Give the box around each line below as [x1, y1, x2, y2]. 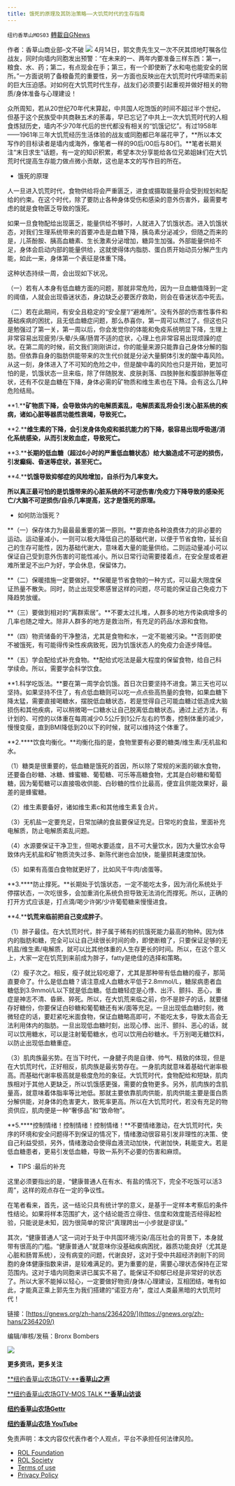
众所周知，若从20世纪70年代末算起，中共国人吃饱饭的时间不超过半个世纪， [7, 104, 225, 112]
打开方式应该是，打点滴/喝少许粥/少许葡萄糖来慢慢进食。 [7, 897, 171, 905]
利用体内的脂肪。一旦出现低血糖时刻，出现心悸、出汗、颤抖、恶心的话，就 [13, 1021, 228, 1029]
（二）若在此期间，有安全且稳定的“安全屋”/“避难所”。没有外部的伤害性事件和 [7, 307, 228, 316]
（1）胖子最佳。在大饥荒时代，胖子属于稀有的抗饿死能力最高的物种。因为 [7, 927, 218, 935]
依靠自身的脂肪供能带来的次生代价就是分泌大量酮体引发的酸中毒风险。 [25, 351, 228, 360]
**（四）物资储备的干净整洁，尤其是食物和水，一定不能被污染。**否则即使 [7, 632, 222, 640]
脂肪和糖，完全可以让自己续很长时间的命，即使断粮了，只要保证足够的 [19, 935, 222, 944]
